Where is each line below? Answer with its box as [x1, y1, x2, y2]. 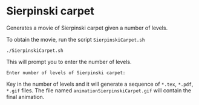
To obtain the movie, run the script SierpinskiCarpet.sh [6, 36, 145, 43]
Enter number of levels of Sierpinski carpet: [6, 69, 126, 76]
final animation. [6, 93, 45, 100]
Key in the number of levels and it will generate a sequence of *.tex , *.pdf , [6, 80, 194, 87]
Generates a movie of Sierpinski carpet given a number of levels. [6, 24, 168, 31]
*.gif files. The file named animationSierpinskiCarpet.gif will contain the [6, 86, 192, 94]
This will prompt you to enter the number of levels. [6, 58, 132, 65]
